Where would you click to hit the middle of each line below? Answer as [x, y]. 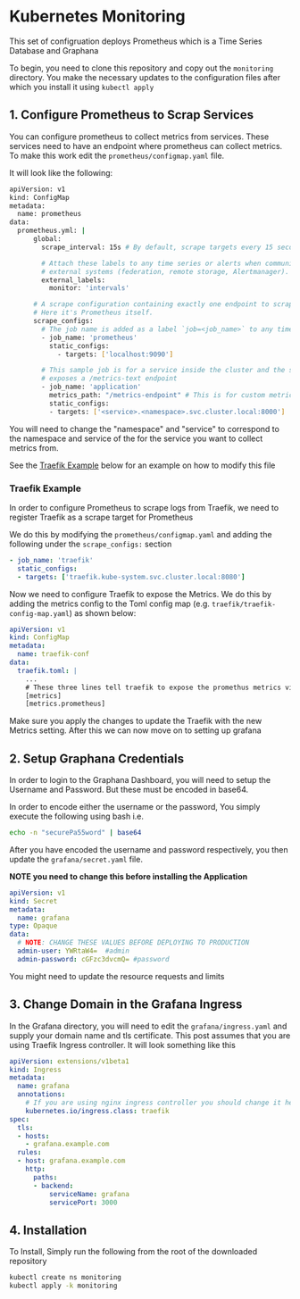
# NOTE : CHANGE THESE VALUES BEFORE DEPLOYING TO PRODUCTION [133, 943]
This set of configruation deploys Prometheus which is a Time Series [136, 41]
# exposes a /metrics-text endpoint [109, 379]
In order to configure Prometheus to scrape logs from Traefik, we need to [144, 507]
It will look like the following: [61, 172]
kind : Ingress [36, 1070]
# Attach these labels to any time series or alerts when [151, 263]
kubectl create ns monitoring [66, 1278]
